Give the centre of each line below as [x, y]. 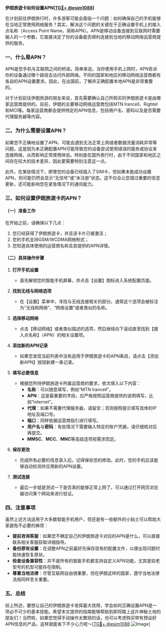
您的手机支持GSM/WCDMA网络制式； [51, 239]
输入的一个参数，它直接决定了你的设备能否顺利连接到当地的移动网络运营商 [81, 37]
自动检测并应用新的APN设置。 [55, 466]
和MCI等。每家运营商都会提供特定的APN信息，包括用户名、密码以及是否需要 [83, 111]
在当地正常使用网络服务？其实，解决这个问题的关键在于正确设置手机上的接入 [83, 25]
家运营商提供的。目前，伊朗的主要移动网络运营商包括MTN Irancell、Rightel [82, 104]
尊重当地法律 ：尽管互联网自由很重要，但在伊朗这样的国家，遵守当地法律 [86, 573]
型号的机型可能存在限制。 [38, 567]
